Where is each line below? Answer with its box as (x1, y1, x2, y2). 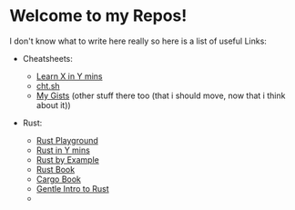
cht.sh (36, 80, 61, 91)
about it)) (36, 99, 71, 110)
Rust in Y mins (36, 145, 91, 155)
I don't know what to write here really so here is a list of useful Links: (9, 35, 267, 46)
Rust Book (36, 164, 76, 175)
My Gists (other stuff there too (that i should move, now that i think (36, 90, 286, 101)
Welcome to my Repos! (9, 5, 188, 26)
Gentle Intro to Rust (36, 183, 109, 194)
